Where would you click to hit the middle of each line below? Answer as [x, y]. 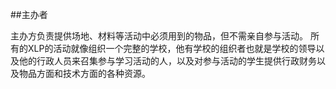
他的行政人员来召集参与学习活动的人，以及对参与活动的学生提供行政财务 [167, 61]
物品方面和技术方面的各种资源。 [84, 73]
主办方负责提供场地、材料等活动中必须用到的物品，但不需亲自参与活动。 [159, 36]
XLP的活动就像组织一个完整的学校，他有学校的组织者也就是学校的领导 [172, 48]
